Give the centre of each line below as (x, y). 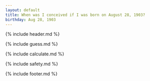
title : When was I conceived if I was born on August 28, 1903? (75, 15)
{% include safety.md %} (32, 64)
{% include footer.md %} (31, 74)
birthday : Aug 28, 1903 (31, 19)
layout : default (23, 10)
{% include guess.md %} (31, 44)
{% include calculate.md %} (35, 54)
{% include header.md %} (33, 34)
